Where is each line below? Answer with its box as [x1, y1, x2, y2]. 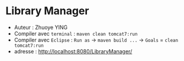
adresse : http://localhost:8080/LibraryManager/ [14, 47, 133, 54]
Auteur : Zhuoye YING [14, 24, 68, 31]
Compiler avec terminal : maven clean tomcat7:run [14, 30, 138, 37]
